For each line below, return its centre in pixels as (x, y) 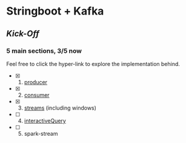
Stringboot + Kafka (55, 11)
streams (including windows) (60, 108)
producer (35, 82)
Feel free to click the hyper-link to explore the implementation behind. (93, 64)
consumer (37, 95)
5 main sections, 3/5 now (44, 51)
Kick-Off (23, 34)
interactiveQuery (45, 121)
